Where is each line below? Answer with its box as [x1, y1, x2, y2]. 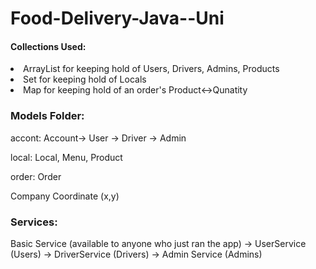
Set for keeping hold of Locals [23, 73, 147, 86]
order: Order [10, 170, 62, 182]
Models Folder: [10, 109, 85, 123]
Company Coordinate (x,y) [10, 190, 120, 202]
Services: [10, 215, 58, 229]
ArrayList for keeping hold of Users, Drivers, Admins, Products [23, 63, 280, 75]
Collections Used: [10, 40, 87, 52]
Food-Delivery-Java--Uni [10, 7, 225, 30]
